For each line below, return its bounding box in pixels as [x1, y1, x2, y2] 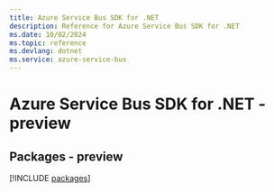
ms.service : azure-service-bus [9, 55, 127, 64]
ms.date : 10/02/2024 [9, 30, 87, 39]
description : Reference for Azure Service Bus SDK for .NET [9, 22, 241, 31]
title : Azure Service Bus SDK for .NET [9, 13, 160, 23]
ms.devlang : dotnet [9, 47, 83, 56]
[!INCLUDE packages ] [9, 173, 91, 183]
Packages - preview [9, 149, 123, 164]
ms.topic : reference [9, 38, 87, 48]
